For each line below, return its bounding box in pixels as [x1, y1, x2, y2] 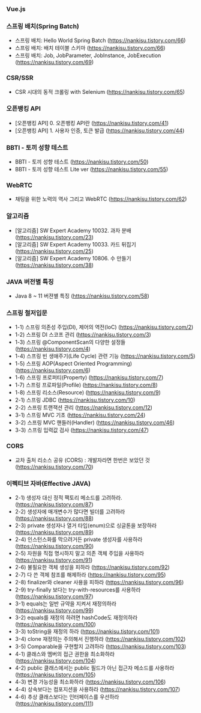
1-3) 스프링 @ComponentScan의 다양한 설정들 [14, 338, 126, 346]
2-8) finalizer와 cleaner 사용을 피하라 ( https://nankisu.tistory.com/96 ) [14, 578, 184, 586]
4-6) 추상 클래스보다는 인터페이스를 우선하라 [14, 693, 119, 700]
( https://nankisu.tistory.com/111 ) [14, 700, 94, 707]
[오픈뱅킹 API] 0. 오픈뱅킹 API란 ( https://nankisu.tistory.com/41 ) [14, 119, 169, 126]
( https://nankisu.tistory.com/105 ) [14, 671, 96, 678]
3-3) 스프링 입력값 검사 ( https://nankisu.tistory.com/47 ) [14, 426, 149, 434]
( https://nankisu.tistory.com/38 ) [14, 261, 94, 269]
